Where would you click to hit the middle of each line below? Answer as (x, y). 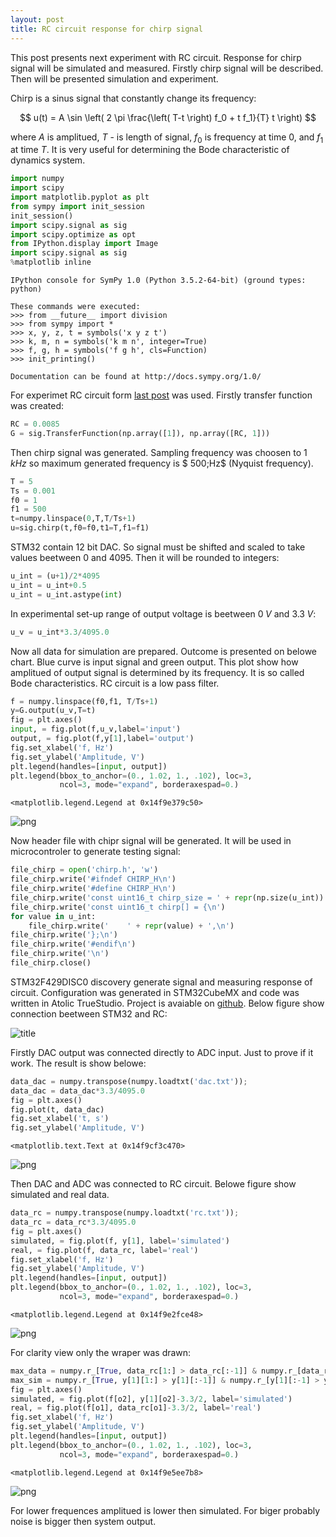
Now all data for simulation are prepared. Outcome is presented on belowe (163, 651)
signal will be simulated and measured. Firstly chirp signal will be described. (167, 68)
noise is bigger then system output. (83, 1521)
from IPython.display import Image (84, 244)
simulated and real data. (60, 1195)
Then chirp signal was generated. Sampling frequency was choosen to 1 (159, 452)
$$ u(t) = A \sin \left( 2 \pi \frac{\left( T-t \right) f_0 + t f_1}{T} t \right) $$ (168, 117)
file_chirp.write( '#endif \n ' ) (73, 944)
